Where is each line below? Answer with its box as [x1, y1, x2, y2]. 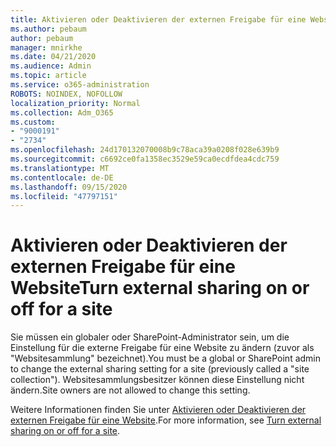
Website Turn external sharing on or [10, 277, 310, 300]
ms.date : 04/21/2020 [10, 52, 97, 62]
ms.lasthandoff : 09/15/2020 [10, 182, 128, 192]
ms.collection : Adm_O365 [10, 107, 114, 118]
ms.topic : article [10, 71, 87, 81]
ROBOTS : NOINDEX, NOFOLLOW [10, 89, 123, 99]
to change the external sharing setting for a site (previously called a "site [10, 363, 310, 375]
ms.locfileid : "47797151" [10, 191, 118, 201]
